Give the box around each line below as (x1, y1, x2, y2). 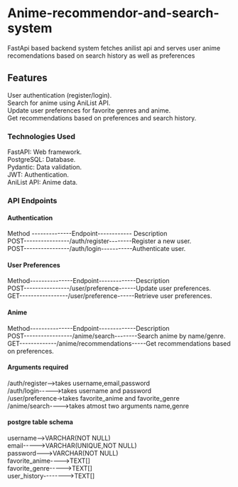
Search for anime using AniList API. (7, 98, 111, 107)
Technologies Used (7, 131, 76, 141)
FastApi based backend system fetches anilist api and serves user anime (7, 43, 221, 52)
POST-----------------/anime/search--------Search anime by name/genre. (7, 332, 226, 340)
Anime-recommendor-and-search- (7, 5, 220, 21)
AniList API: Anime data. (7, 178, 78, 187)
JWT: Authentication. (7, 170, 70, 179)
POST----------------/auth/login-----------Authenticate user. (7, 245, 186, 253)
